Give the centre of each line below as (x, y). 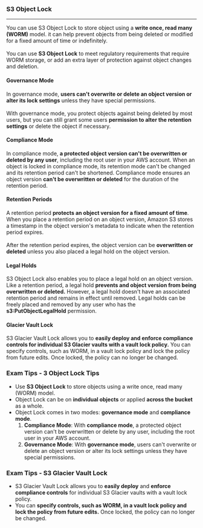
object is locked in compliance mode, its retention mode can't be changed (98, 166)
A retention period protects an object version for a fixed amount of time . (98, 213)
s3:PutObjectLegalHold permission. (51, 311)
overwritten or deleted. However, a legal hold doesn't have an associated (98, 292)
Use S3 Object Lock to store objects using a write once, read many (98, 386)
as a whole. (29, 406)
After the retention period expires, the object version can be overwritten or (100, 245)
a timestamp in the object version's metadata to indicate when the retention (100, 225)
